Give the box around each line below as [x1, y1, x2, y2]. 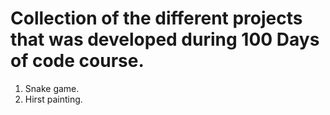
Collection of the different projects [10, 7, 303, 30]
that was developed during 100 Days [10, 28, 320, 51]
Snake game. [24, 82, 80, 94]
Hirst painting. [24, 93, 83, 105]
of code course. [10, 50, 145, 72]
